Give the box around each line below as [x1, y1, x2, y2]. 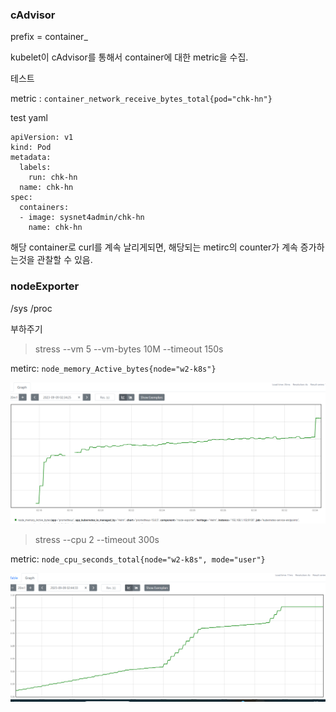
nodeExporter [10, 279, 80, 293]
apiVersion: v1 [10, 133, 74, 143]
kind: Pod [10, 143, 52, 153]
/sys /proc [10, 302, 53, 314]
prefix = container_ [10, 31, 88, 43]
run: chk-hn [28, 173, 78, 183]
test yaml [10, 112, 48, 124]
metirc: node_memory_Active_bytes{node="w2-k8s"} [10, 362, 217, 374]
